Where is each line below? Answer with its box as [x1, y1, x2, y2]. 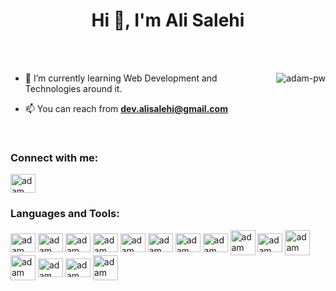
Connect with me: [10, 150, 99, 164]
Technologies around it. [24, 82, 123, 94]
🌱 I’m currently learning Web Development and [24, 72, 218, 84]
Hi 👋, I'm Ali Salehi [91, 9, 245, 32]
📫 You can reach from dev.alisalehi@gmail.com [24, 102, 228, 114]
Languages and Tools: [10, 207, 120, 221]
